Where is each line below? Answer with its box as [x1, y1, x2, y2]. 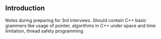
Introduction [5, 4, 45, 12]
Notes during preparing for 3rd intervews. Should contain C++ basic [5, 17, 147, 23]
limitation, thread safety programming [5, 27, 84, 34]
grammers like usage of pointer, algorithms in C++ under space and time [5, 22, 156, 28]
